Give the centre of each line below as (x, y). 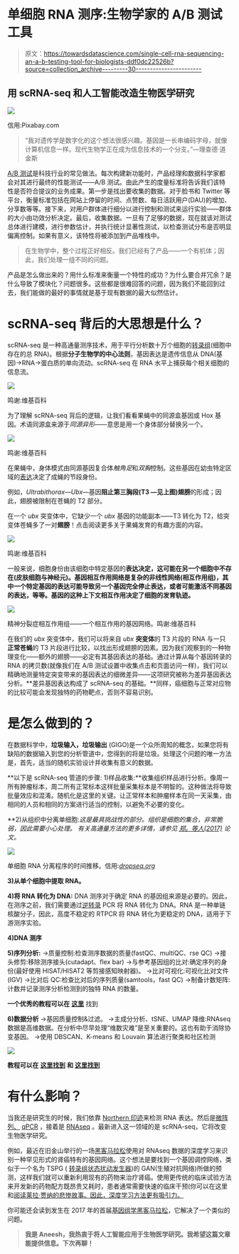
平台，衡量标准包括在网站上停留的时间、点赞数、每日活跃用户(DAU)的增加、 (119, 199)
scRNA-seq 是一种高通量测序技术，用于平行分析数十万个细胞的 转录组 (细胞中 (119, 345)
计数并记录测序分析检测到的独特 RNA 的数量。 (75, 988)
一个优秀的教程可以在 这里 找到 (53, 1003)
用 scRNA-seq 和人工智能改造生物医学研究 (101, 93)
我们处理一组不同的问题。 (75, 259)
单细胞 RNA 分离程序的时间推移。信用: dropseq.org (81, 865)
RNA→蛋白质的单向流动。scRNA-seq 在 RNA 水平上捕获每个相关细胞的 (126, 362)
